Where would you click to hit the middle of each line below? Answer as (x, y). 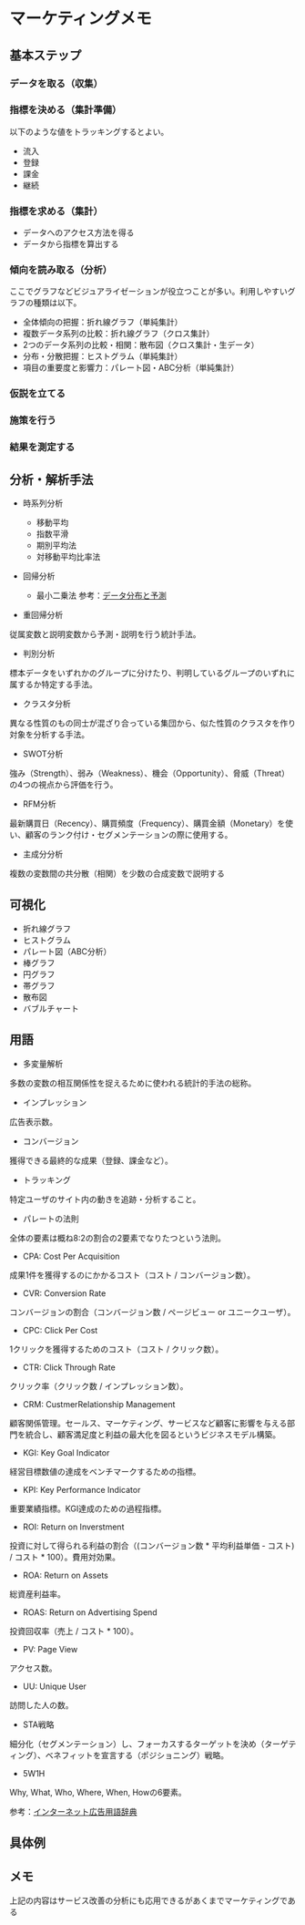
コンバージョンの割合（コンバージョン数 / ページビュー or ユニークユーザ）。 (152, 1312)
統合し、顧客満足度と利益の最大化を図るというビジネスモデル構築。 (152, 1434)
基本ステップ (46, 55)
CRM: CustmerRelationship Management (99, 1404)
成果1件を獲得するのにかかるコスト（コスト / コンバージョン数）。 (132, 1275)
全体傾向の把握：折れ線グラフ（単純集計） (102, 322)
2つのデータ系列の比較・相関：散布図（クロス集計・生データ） (141, 345)
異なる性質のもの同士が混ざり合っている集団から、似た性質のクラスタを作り (153, 723)
